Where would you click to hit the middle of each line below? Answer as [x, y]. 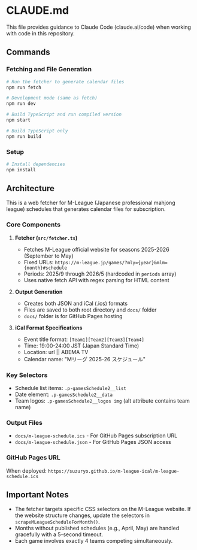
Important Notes [37, 495]
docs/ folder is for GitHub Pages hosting [73, 316]
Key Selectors [27, 375]
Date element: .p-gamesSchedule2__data [63, 395]
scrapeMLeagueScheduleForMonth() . [57, 522]
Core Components [34, 225]
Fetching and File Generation [49, 69]
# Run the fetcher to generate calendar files [65, 81]
